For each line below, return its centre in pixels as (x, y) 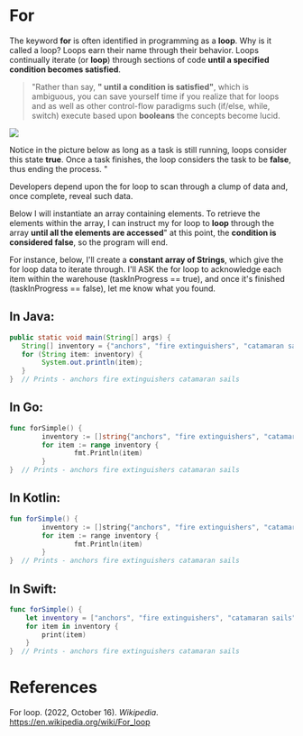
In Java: (32, 317)
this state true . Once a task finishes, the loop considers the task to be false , (150, 159)
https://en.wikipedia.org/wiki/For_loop (80, 722)
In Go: (26, 408)
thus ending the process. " (59, 168)
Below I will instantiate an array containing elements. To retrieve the (135, 214)
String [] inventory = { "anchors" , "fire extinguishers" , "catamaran (152, 346)
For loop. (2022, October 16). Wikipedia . (84, 713)
